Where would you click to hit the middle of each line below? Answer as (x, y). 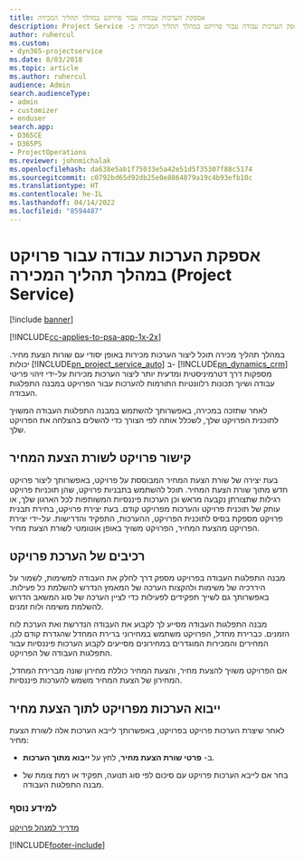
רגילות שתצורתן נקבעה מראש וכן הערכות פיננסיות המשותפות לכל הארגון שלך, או (145, 499)
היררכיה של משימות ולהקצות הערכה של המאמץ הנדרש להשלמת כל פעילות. (138, 588)
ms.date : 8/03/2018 (46, 60)
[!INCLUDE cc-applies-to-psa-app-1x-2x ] (85, 336)
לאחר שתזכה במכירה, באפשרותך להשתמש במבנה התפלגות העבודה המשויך (138, 410)
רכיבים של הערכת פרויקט (77, 556)
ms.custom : (30, 43)
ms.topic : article (44, 69)
